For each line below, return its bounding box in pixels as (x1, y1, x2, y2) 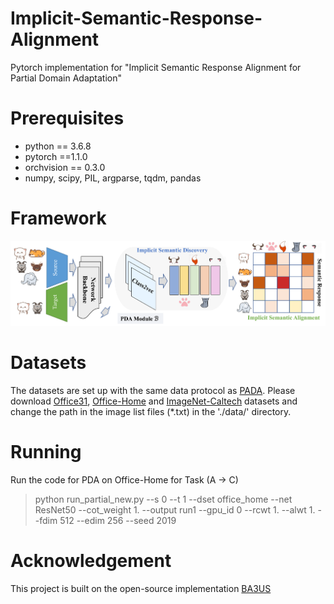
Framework (10, 207, 107, 230)
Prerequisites (10, 107, 125, 130)
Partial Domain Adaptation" (10, 72, 123, 84)
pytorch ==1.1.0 (24, 150, 88, 162)
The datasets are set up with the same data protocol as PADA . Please (10, 385, 296, 397)
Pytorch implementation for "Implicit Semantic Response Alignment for (10, 61, 302, 73)
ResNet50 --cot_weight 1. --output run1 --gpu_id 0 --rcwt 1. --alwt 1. (34, 504, 316, 516)
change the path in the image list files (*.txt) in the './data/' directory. (10, 406, 292, 418)
